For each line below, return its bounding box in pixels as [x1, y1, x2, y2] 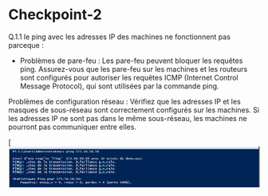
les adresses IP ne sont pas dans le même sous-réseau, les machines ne [8, 113, 247, 123]
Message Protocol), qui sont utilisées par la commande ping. [19, 81, 219, 91]
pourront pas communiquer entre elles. [8, 122, 137, 131]
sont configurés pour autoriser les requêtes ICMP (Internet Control [19, 73, 239, 82]
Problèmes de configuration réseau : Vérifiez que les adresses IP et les [8, 96, 241, 106]
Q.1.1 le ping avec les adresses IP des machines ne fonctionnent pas [8, 32, 231, 41]
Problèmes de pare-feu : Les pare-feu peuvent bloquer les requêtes [19, 56, 243, 65]
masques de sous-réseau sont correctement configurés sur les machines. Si [8, 105, 260, 115]
